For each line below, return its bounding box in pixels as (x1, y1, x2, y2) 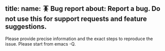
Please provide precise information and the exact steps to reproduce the (5, 36, 153, 42)
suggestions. (5, 22, 47, 31)
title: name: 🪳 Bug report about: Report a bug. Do (5, 4, 161, 13)
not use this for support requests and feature (5, 15, 147, 23)
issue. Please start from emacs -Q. (5, 41, 76, 47)
